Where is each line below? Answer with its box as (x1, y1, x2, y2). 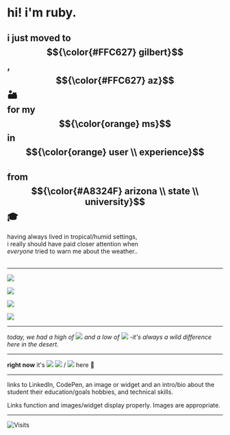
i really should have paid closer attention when (7, 240, 139, 248)
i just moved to (7, 32, 71, 44)
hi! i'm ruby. (7, 5, 77, 21)
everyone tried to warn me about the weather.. (7, 247, 138, 255)
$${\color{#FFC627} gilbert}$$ (47, 46, 183, 58)
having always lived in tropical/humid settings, (7, 233, 138, 241)
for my (7, 104, 36, 115)
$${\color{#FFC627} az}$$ (55, 74, 175, 86)
